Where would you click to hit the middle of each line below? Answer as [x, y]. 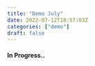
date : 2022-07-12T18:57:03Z [48, 20]
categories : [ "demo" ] [38, 26]
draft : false [26, 33]
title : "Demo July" [35, 14]
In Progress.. [26, 55]
